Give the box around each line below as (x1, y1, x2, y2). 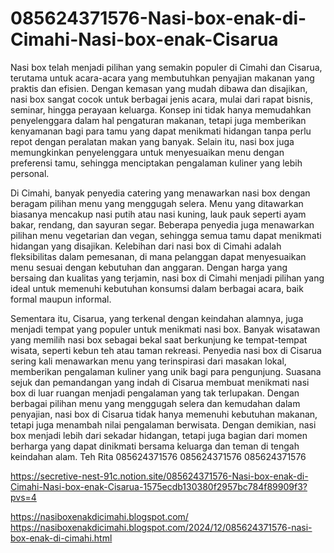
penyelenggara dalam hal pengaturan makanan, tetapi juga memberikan (10, 114, 307, 126)
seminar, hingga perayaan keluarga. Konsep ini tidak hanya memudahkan (10, 103, 312, 116)
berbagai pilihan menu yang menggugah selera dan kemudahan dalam (10, 397, 301, 409)
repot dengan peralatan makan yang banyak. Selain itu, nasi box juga (10, 135, 295, 147)
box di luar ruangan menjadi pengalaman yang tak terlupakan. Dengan (10, 387, 300, 399)
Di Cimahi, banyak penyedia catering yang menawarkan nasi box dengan (10, 187, 311, 199)
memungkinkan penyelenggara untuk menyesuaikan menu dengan (10, 146, 285, 158)
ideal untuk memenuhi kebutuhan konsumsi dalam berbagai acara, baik (10, 282, 304, 294)
